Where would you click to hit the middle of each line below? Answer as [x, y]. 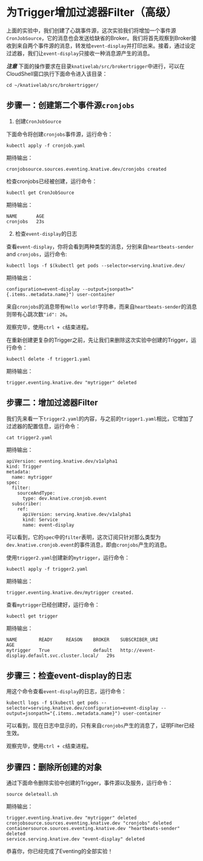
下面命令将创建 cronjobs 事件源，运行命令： [60, 134]
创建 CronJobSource [38, 121]
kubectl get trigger [32, 616]
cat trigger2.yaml [29, 437]
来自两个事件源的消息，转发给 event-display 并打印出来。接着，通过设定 [106, 46]
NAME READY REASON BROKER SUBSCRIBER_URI [82, 640]
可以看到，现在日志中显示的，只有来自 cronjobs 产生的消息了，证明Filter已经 [101, 726]
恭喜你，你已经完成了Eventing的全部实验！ [60, 851]
